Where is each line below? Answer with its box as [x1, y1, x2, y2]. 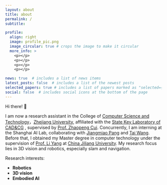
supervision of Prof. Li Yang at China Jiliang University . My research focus [5, 140, 157, 146]
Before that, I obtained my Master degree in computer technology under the [5, 135, 161, 141]
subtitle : [5, 21, 26, 26]
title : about [5, 12, 32, 17]
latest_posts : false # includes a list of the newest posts [5, 80, 135, 86]
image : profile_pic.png [9, 39, 59, 45]
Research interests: [5, 155, 45, 161]
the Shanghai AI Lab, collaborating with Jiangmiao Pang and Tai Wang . [5, 129, 150, 135]
